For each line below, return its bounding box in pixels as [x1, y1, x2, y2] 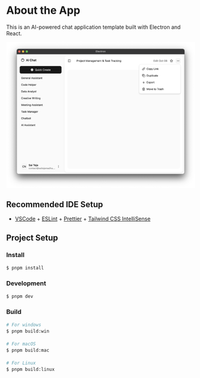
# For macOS [6, 341, 36, 347]
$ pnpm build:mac [6, 347, 50, 353]
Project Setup [6, 232, 59, 243]
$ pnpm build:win [6, 328, 50, 334]
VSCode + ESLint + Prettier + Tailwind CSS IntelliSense [14, 215, 151, 222]
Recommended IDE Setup [6, 199, 104, 210]
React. [6, 29, 22, 37]
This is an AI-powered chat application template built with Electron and [6, 23, 181, 31]
